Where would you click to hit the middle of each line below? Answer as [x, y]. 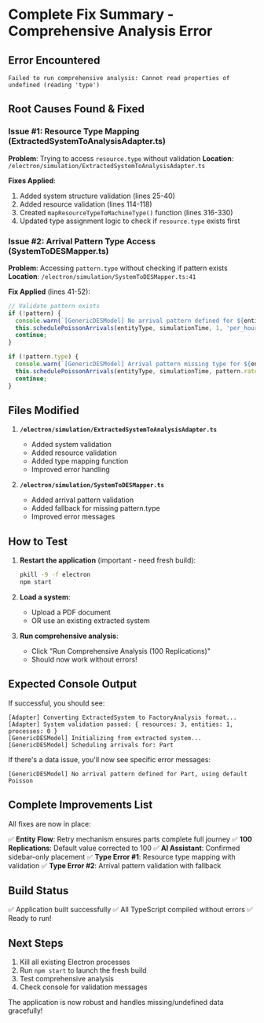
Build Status [38, 891]
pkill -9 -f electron [55, 575]
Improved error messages [73, 517]
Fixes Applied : [32, 180]
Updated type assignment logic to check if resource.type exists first [130, 221]
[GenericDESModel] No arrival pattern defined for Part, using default [128, 774]
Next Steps [36, 943]
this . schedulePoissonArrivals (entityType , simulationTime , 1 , [119, 328]
